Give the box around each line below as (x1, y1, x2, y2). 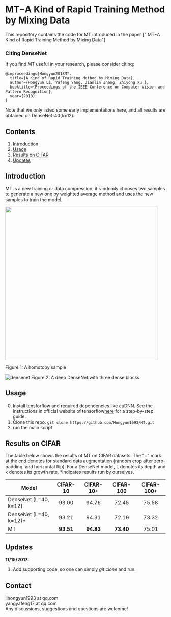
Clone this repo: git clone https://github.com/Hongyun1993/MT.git (12, 418, 155, 425)
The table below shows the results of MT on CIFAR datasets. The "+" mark (5, 453, 162, 459)
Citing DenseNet (5, 50, 47, 57)
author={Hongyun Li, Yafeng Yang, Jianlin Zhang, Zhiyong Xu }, (10, 80, 149, 85)
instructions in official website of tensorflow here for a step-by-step (12, 408, 154, 414)
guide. (12, 413, 26, 420)
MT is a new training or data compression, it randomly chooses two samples (5, 185, 165, 191)
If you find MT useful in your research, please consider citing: (5, 61, 135, 68)
